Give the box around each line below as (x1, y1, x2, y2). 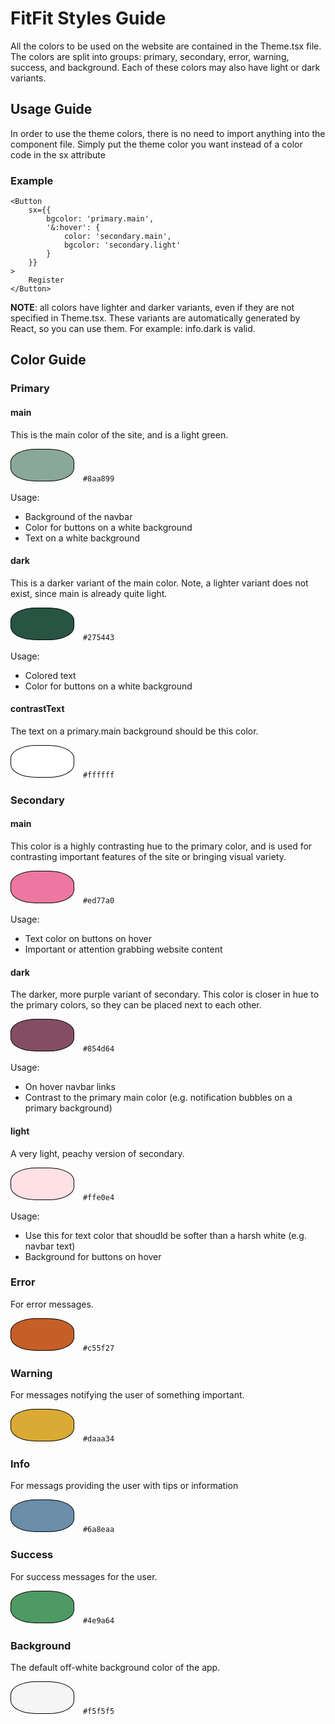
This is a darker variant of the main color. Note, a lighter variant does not (10, 577, 309, 589)
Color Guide (10, 352, 87, 369)
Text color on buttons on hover (24, 933, 152, 945)
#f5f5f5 (82, 1706, 115, 1716)
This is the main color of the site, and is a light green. (10, 428, 229, 441)
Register (28, 275, 65, 286)
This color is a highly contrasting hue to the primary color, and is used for (10, 840, 313, 852)
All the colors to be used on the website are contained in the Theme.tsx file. (10, 40, 322, 52)
